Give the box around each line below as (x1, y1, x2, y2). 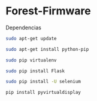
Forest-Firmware (5, 4, 91, 18)
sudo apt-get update (5, 35, 57, 41)
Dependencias (5, 24, 41, 31)
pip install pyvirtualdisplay (5, 90, 81, 96)
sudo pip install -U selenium (5, 79, 81, 85)
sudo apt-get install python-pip (5, 46, 89, 52)
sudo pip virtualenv (5, 57, 57, 63)
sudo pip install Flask (5, 68, 65, 74)
